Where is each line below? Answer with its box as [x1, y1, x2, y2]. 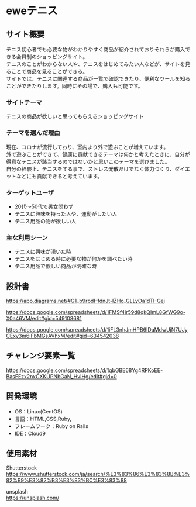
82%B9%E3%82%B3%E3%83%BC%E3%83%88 [6, 477, 128, 484]
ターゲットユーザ [6, 188, 54, 196]
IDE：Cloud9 [14, 430, 46, 437]
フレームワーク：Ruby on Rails [14, 422, 89, 429]
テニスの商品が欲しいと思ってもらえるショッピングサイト [6, 113, 145, 120]
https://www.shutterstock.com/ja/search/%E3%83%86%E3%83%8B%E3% [6, 471, 190, 478]
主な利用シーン [6, 233, 48, 242]
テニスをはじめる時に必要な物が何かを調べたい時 [14, 256, 133, 263]
